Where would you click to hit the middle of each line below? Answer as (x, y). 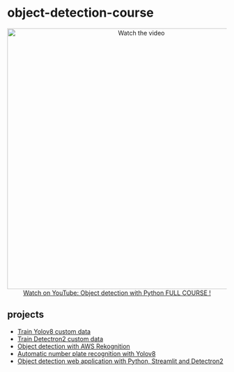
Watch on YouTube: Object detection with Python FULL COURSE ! (117, 293)
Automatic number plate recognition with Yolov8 (86, 353)
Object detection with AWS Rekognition (73, 346)
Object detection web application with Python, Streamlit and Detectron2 (120, 361)
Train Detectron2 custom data (60, 339)
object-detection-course (81, 13)
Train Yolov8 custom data (54, 331)
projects (26, 315)
